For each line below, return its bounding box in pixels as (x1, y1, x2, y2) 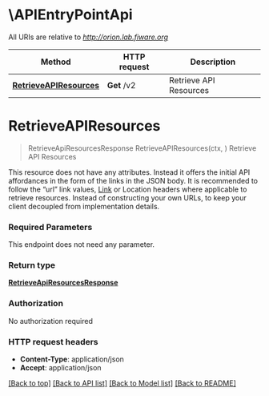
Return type (8, 260, 56, 271)
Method (40, 56, 71, 67)
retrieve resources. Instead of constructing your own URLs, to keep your (8, 192, 247, 202)
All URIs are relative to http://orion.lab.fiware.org (8, 32, 169, 42)
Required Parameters (8, 221, 93, 232)
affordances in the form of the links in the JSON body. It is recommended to (8, 176, 259, 185)
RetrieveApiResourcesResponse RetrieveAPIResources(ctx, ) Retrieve (27, 143, 257, 153)
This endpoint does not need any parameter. (8, 240, 155, 249)
